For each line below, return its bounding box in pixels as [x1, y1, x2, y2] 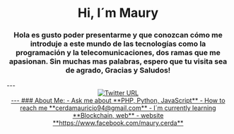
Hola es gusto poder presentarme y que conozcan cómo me [13, 30, 223, 40]
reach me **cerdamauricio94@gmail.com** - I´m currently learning [20, 104, 216, 112]
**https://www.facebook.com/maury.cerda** [52, 118, 184, 128]
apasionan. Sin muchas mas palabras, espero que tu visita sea [8, 56, 228, 66]
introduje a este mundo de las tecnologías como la [30, 39, 206, 49]
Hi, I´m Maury [77, 5, 159, 21]
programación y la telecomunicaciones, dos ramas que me [16, 48, 221, 58]
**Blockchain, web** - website [72, 111, 164, 120]
